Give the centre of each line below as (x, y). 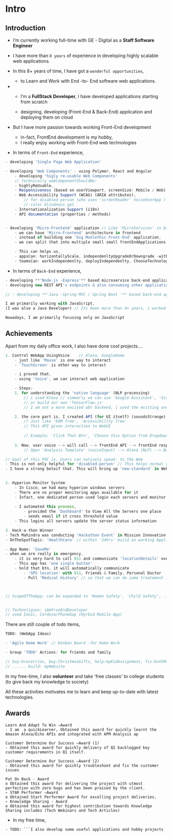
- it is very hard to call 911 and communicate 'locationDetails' (87, 559)
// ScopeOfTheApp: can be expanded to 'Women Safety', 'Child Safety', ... (88, 596)
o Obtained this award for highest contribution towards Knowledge (79, 806)
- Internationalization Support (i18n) (57, 209)
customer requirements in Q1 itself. (46, 752)
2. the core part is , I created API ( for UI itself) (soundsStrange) (90, 416)
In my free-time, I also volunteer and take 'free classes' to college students (85, 676)
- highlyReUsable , (34, 185)
